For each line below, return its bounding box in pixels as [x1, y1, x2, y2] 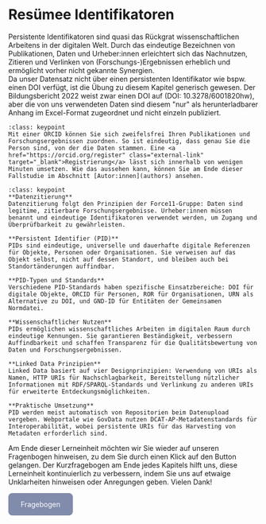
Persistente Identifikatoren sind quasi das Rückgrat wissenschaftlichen [8, 32, 240, 41]
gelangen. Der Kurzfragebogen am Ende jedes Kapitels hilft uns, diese [8, 460, 238, 470]
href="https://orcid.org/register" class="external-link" [8, 151, 204, 159]
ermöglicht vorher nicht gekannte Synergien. [8, 65, 155, 75]
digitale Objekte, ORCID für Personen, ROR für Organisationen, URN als [8, 290, 254, 298]
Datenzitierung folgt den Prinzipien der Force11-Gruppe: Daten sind [8, 200, 244, 208]
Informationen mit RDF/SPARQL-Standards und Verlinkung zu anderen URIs [8, 380, 254, 389]
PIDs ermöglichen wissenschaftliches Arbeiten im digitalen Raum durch [8, 324, 250, 333]
